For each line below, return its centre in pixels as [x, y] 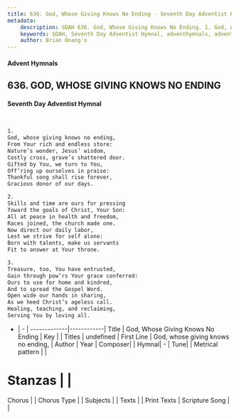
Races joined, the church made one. [62, 223]
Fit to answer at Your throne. [54, 250]
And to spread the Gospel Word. [55, 289]
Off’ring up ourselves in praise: [59, 171]
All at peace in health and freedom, [63, 217]
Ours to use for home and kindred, [60, 282]
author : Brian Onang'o [54, 41]
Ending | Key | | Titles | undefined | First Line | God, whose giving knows [123, 336]
